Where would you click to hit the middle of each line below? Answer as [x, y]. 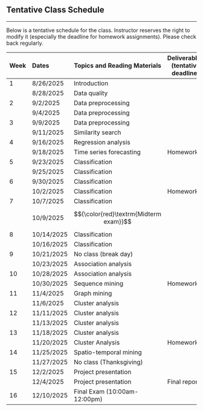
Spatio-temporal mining [108, 352]
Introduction [91, 83]
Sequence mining [98, 283]
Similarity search [97, 132]
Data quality [91, 93]
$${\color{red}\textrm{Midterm [118, 214]
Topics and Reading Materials [117, 65]
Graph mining [93, 293]
